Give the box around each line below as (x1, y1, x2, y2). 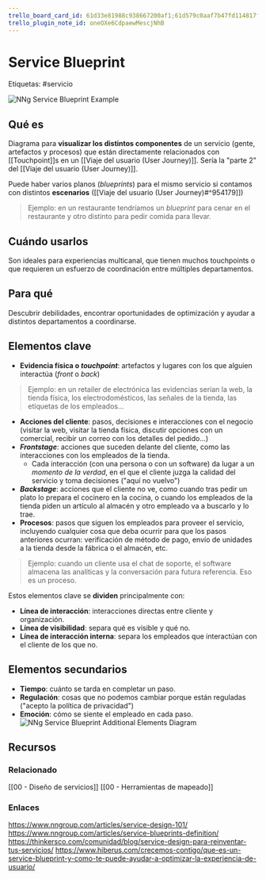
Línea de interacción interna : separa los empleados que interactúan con (19, 631, 257, 641)
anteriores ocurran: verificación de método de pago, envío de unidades (19, 535, 253, 544)
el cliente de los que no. (19, 639, 98, 649)
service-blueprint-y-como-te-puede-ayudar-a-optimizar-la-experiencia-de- (8, 854, 257, 863)
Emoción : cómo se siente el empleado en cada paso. (19, 709, 194, 719)
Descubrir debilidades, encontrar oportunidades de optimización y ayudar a (8, 308, 256, 317)
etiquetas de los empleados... (27, 401, 124, 411)
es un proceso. (27, 575, 77, 585)
